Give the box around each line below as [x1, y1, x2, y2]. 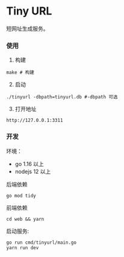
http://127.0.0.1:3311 [6, 118, 63, 124]
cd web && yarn [6, 216, 45, 222]
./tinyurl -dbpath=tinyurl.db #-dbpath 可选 [6, 94, 118, 100]
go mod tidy [6, 192, 36, 198]
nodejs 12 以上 [14, 168, 51, 175]
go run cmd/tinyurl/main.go [6, 240, 77, 246]
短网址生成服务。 [6, 25, 49, 32]
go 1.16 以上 [14, 160, 44, 167]
